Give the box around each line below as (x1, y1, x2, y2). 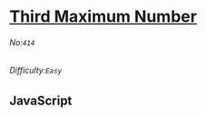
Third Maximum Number (9, 6, 198, 27)
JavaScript (9, 93, 73, 108)
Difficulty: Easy (9, 65, 63, 76)
